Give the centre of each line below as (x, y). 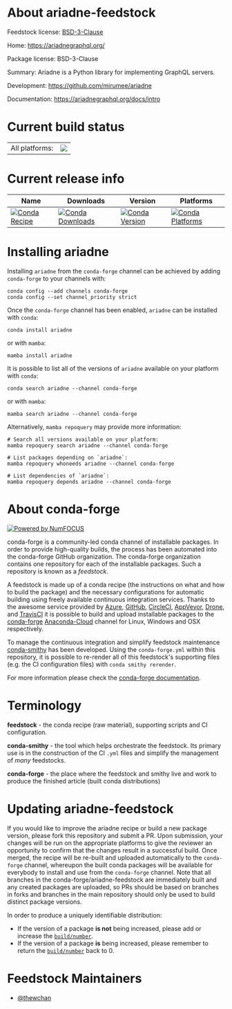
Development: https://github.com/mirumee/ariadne (79, 85)
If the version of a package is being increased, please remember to (113, 943)
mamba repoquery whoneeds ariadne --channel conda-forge (91, 464)
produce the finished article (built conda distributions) (84, 781)
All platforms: (32, 148)
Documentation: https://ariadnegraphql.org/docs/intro (84, 99)
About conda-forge (64, 509)
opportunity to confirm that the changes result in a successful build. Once (112, 850)
